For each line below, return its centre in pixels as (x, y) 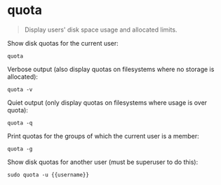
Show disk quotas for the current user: (63, 43)
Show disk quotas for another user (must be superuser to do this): (103, 162)
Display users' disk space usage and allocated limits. (101, 30)
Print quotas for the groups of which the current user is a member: (103, 136)
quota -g (20, 149)
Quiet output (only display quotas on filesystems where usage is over (107, 102)
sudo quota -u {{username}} (48, 174)
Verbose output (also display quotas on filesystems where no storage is (111, 69)
